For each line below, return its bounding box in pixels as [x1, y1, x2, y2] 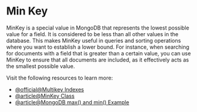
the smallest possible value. [6, 62, 75, 70]
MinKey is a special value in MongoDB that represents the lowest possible [6, 24, 190, 31]
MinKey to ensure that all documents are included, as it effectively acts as [6, 56, 189, 63]
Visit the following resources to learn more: [6, 74, 113, 81]
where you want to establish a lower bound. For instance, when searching [6, 43, 190, 51]
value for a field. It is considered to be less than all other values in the [6, 30, 179, 37]
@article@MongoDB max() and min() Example [14, 98, 130, 106]
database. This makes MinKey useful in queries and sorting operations [6, 37, 181, 44]
